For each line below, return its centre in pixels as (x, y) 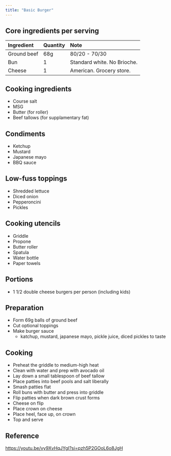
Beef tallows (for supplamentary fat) (51, 118)
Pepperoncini (27, 202)
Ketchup (22, 146)
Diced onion (25, 196)
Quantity (54, 45)
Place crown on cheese (37, 409)
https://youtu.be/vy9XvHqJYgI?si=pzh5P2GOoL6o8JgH (64, 448)
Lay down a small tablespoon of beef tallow (59, 376)
